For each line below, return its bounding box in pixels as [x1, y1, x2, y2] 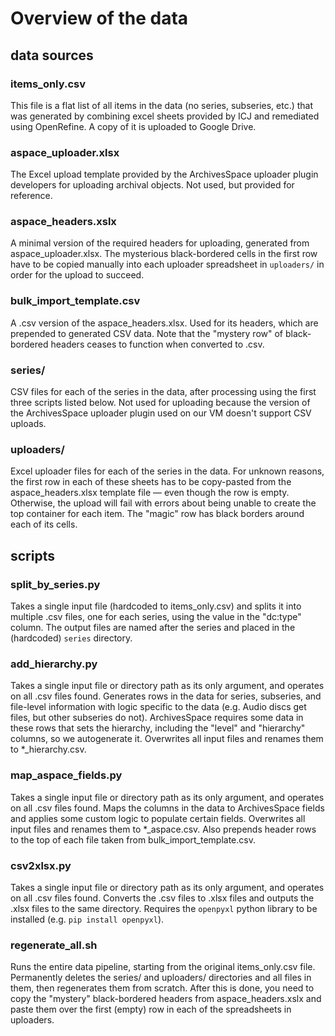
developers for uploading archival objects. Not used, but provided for [10, 179, 295, 191]
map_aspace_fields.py [10, 768, 123, 782]
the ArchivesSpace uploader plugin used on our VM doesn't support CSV [10, 407, 312, 419]
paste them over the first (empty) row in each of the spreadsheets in [10, 1003, 292, 1016]
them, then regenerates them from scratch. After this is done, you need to [10, 982, 315, 994]
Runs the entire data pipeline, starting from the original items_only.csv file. [10, 961, 316, 973]
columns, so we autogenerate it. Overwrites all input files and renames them [10, 733, 324, 745]
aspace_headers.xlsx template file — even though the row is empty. [10, 487, 290, 499]
